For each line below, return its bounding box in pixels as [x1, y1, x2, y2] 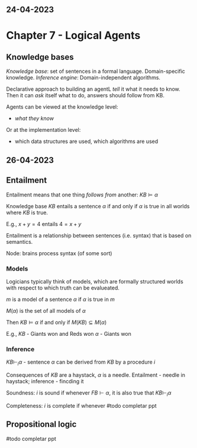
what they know [14, 115, 54, 122]
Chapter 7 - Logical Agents [6, 28, 141, 42]
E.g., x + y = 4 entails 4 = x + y [6, 220, 82, 227]
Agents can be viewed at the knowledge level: [6, 103, 118, 110]
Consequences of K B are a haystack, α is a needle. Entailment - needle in [6, 371, 185, 379]
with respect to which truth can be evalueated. [6, 284, 120, 291]
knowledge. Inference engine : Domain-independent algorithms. [6, 74, 161, 81]
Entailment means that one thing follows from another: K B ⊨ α [6, 191, 159, 198]
